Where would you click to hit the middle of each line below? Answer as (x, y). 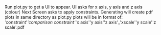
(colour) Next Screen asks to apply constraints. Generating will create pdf (79, 12)
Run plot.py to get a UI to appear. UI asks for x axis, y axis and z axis (74, 7)
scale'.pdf (15, 27)
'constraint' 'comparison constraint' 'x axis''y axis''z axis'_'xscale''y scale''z (80, 22)
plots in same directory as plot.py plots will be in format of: (64, 17)
